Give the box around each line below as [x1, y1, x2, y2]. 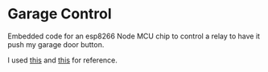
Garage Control [7, 5, 112, 23]
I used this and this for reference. [7, 55, 118, 65]
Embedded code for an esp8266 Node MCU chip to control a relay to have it [7, 31, 261, 41]
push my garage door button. [7, 39, 105, 49]
